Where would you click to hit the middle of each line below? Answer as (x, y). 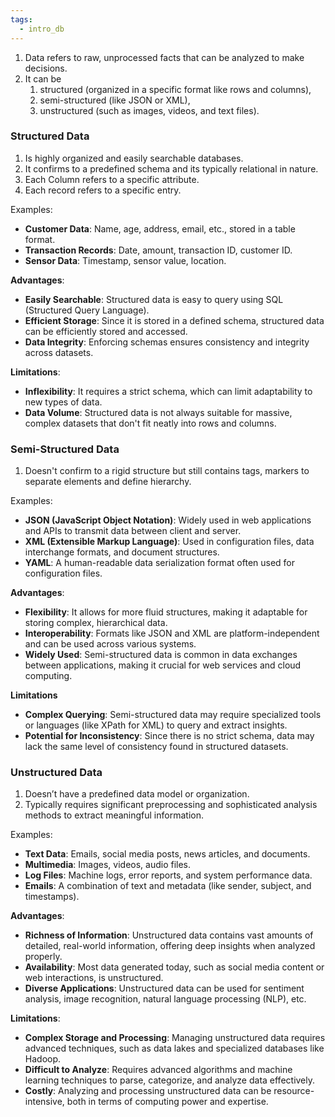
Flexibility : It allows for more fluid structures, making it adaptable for (166, 612)
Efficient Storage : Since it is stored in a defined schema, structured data (174, 320)
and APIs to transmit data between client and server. (133, 531)
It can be (43, 78)
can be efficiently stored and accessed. (106, 331)
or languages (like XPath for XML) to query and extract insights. (156, 725)
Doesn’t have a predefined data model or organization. (137, 794)
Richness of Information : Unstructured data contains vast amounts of (169, 935)
